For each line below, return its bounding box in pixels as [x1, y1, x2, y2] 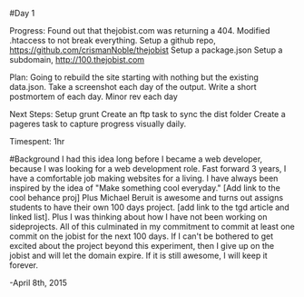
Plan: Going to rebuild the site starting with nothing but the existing [9, 72, 259, 83]
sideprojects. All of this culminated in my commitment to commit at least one [9, 222, 295, 232]
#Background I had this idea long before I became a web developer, [9, 153, 263, 164]
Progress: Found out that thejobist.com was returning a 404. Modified [9, 25, 270, 35]
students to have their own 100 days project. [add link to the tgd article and [9, 202, 290, 213]
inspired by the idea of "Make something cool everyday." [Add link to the [9, 183, 281, 193]
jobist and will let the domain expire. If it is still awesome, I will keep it [9, 250, 268, 261]
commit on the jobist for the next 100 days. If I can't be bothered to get [9, 231, 274, 242]
